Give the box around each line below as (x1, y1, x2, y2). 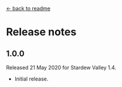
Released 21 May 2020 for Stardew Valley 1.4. (6, 64, 116, 71)
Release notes (6, 26, 77, 39)
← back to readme (6, 5, 51, 12)
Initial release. (14, 75, 49, 82)
